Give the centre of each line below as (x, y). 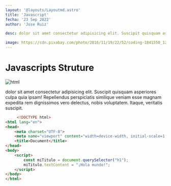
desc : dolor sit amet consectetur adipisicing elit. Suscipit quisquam (83, 34)
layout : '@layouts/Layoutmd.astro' (43, 10)
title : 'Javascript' (27, 15)
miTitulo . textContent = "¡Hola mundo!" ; (67, 165)
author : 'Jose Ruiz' (27, 24)
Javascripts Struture (50, 68)
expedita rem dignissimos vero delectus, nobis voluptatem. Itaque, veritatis (84, 102)
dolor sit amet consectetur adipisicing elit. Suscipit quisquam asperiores (81, 92)
